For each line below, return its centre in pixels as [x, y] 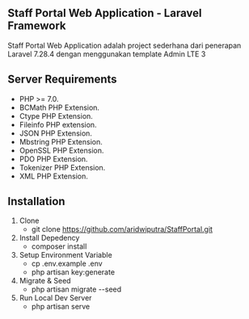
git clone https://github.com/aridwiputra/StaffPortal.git [122, 229]
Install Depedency [49, 238]
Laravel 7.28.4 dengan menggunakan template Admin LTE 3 [107, 54]
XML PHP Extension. [53, 176]
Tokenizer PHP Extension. [62, 167]
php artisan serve [61, 307]
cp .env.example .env [67, 264]
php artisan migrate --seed [76, 289]
